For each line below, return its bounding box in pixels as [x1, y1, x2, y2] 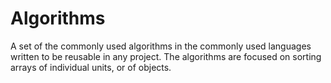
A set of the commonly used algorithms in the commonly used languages [10, 40, 312, 52]
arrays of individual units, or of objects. [10, 61, 172, 73]
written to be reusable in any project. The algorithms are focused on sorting [10, 50, 322, 62]
